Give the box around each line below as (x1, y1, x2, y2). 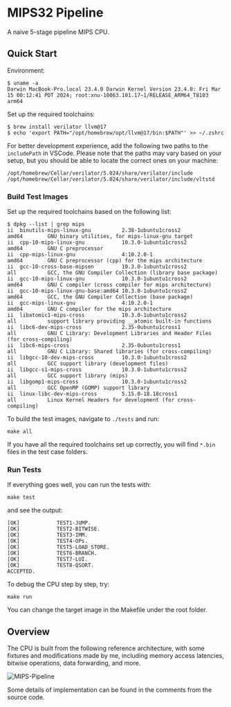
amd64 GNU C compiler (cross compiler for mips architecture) (7, 282, 212, 289)
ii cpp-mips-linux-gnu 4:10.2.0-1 (7, 251, 154, 258)
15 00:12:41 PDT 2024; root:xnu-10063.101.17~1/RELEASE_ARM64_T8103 (7, 91, 209, 98)
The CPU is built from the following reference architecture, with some (7, 644, 205, 652)
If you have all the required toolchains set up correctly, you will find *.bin (7, 440, 216, 449)
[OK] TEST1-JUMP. (7, 519, 91, 527)
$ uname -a (7, 80, 39, 87)
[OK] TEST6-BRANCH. (7, 550, 98, 557)
